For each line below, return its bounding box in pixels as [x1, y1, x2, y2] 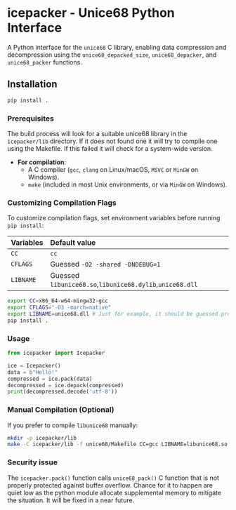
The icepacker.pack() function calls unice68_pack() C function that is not [7, 474, 220, 482]
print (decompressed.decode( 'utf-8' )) [7, 388, 118, 396]
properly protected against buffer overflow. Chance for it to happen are [7, 481, 213, 489]
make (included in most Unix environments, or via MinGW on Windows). [27, 180, 228, 189]
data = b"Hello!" [7, 368, 58, 376]
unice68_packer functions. [7, 58, 82, 66]
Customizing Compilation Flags [7, 198, 117, 208]
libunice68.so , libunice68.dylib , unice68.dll [50, 279, 198, 289]
